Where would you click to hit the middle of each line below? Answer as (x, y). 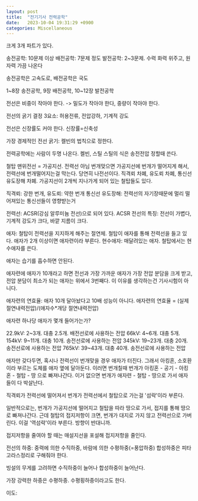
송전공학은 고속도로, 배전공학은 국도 (47, 78)
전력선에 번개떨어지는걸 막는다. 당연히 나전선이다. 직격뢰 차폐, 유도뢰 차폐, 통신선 (99, 174)
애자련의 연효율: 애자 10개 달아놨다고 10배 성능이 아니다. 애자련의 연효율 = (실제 (98, 301)
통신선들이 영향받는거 (51, 201)
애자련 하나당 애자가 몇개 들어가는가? (48, 321)
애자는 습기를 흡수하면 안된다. (40, 261)
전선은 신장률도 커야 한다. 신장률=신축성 (52, 128)
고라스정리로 (21, 455)
